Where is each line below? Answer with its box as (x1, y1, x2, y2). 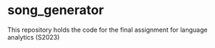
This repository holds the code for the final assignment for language (7, 25, 208, 34)
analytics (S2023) (7, 32, 60, 41)
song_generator (7, 2, 104, 18)
